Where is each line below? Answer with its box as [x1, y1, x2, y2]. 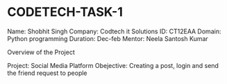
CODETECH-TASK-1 [7, 4, 123, 20]
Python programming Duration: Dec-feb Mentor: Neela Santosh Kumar [7, 34, 208, 42]
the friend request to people [7, 69, 88, 77]
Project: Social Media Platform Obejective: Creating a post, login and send [7, 61, 219, 69]
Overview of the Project [7, 48, 75, 56]
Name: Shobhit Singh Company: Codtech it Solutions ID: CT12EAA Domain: [7, 27, 221, 35]
